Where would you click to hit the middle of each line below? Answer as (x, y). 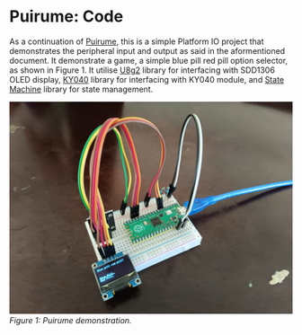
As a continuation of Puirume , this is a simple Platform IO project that (137, 41)
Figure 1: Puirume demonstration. (71, 320)
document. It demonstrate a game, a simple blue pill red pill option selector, (149, 60)
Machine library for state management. (81, 89)
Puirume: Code (67, 17)
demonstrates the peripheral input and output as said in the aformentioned (147, 50)
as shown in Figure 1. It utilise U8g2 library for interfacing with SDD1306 (142, 70)
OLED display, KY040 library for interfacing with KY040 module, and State (147, 79)
